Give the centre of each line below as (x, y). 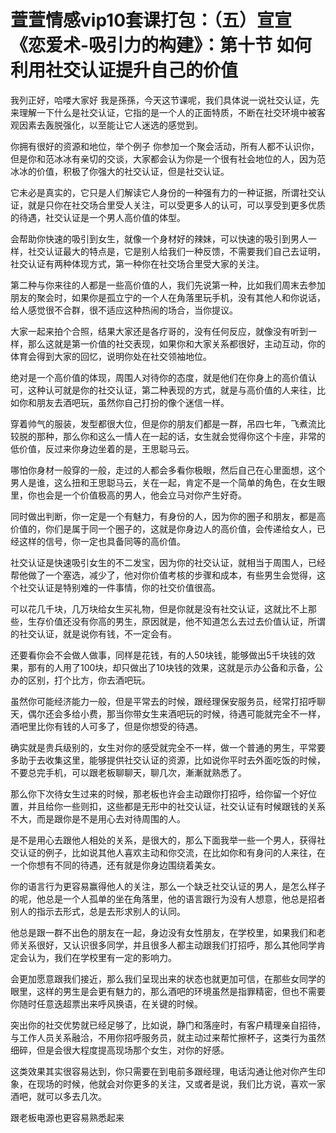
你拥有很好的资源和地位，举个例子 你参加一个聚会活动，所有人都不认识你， (165, 146)
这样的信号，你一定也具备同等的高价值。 (102, 541)
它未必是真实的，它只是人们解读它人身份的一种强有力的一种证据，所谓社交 (163, 192)
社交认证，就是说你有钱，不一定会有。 (97, 633)
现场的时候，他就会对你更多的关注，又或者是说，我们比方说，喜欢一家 (181, 1083)
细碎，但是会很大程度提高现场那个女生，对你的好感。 (120, 1050)
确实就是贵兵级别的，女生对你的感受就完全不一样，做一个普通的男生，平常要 (168, 747)
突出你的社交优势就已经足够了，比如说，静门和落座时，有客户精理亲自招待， (168, 1025)
